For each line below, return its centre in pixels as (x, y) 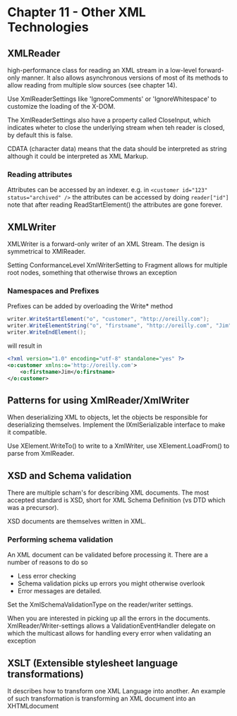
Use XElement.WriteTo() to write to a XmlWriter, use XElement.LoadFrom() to (119, 446)
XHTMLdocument (33, 706)
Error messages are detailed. (60, 591)
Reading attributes (40, 174)
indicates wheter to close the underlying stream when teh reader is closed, (116, 127)
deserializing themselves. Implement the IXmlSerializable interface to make (116, 425)
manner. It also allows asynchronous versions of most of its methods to (124, 78)
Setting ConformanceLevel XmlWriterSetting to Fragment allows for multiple (117, 265)
